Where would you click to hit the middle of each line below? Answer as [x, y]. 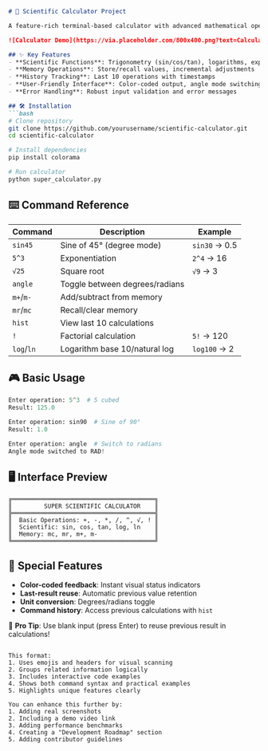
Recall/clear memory [99, 309]
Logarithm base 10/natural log [117, 348]
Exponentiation [89, 258]
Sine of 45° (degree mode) [111, 245]
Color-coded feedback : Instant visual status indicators [110, 585]
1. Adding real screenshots [55, 712]
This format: [30, 656]
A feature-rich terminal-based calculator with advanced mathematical [128, 26]
